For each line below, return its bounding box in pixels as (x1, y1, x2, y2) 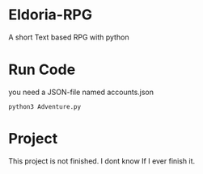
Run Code (8, 60, 76, 79)
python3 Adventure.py (8, 102, 82, 110)
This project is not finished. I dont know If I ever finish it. (8, 155, 196, 166)
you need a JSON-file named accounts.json (8, 87, 154, 97)
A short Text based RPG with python (8, 32, 129, 42)
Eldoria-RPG (8, 6, 93, 24)
